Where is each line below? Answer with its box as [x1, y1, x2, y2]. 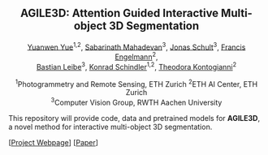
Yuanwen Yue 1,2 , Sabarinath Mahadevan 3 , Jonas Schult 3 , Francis [27, 41, 246, 52]
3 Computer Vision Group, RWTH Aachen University [50, 97, 223, 108]
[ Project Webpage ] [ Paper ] [8, 138, 99, 148]
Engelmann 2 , [115, 50, 158, 62]
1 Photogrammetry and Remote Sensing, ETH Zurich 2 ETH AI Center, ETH [15, 77, 258, 88]
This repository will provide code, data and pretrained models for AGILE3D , [8, 114, 261, 123]
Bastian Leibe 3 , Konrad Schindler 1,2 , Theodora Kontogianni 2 [36, 61, 237, 71]
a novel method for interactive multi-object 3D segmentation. [8, 122, 213, 132]
